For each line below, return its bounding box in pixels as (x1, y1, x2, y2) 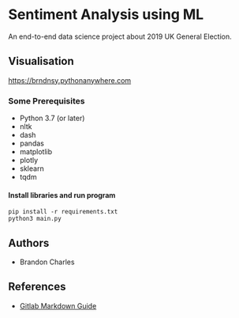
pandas (19, 138, 45, 148)
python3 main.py (8, 215, 62, 223)
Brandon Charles (19, 257, 75, 267)
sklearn (19, 164, 45, 173)
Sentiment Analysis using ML (8, 6, 204, 24)
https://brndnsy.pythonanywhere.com (8, 75, 132, 85)
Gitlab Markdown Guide (19, 301, 97, 310)
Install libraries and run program (8, 190, 116, 199)
